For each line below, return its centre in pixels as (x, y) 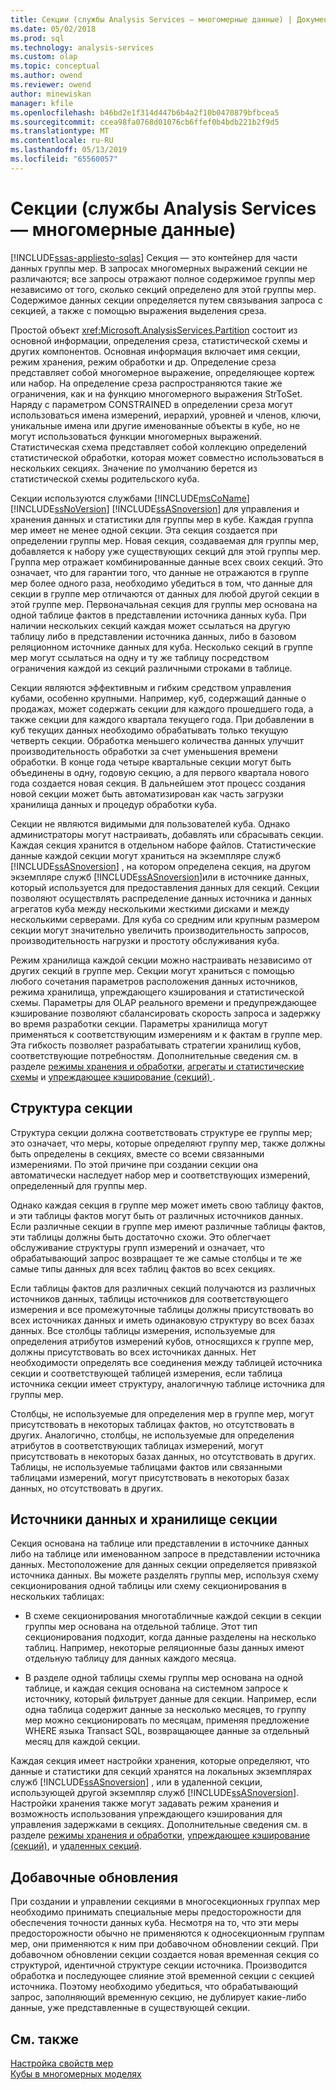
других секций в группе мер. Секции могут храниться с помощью (152, 970)
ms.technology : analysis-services (82, 47)
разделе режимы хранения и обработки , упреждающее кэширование (160, 1835)
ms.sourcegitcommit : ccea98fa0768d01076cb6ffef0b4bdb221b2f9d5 (145, 122)
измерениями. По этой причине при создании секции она (134, 1164)
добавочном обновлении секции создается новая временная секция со (165, 1955)
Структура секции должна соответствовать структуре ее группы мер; (161, 1132)
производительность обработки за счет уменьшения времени (144, 751)
